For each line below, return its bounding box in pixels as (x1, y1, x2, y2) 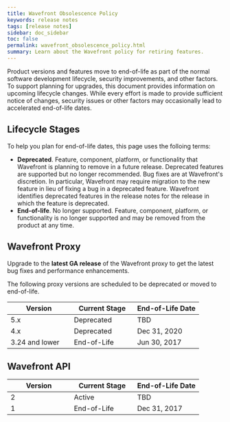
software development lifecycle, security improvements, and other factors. (7, 74, 218, 82)
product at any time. (16, 221, 74, 229)
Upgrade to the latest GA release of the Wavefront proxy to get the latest (7, 259, 214, 267)
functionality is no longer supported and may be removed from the (16, 214, 206, 222)
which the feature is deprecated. (16, 199, 110, 207)
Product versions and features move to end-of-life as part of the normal (7, 67, 210, 76)
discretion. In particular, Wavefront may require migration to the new (16, 177, 211, 186)
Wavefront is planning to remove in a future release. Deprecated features (16, 162, 224, 170)
